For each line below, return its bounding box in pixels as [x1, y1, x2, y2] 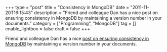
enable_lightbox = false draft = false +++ [5, 26, 91, 32]
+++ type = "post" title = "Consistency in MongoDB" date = [5, 5, 130, 10]
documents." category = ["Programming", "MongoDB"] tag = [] [5, 20, 137, 26]
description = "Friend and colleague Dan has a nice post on [34, 10, 158, 16]
